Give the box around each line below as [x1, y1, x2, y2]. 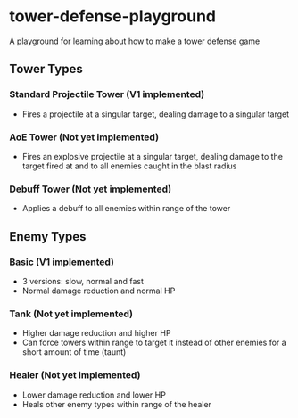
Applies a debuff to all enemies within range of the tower [21, 203, 231, 214]
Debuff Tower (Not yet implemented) [9, 183, 172, 195]
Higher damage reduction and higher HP [21, 328, 171, 339]
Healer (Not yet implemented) [9, 369, 141, 381]
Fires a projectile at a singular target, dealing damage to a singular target [21, 109, 290, 119]
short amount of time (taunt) [21, 347, 127, 357]
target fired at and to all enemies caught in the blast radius [21, 160, 237, 171]
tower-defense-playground [9, 6, 217, 27]
